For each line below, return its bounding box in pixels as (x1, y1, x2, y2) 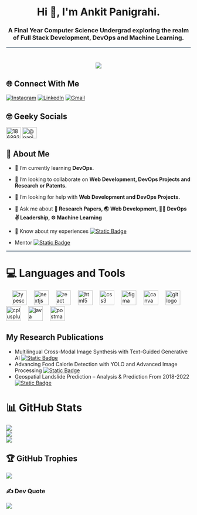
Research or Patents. (14, 182, 67, 189)
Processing (14, 367, 42, 374)
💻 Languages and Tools (6, 267, 126, 280)
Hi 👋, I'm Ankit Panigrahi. (37, 5, 160, 19)
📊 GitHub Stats (6, 401, 83, 414)
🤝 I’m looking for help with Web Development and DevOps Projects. (14, 193, 181, 200)
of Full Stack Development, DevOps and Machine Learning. (12, 34, 185, 42)
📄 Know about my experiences (14, 228, 89, 235)
